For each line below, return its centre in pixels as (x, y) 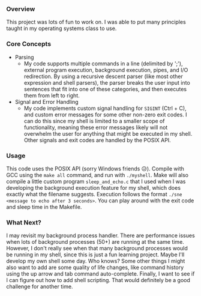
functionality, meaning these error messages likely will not (96, 127)
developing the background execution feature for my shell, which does (94, 187)
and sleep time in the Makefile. (44, 207)
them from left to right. (52, 95)
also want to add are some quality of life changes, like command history (95, 267)
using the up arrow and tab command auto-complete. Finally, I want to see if (100, 274)
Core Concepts (29, 44)
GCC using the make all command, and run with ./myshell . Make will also (97, 175)
